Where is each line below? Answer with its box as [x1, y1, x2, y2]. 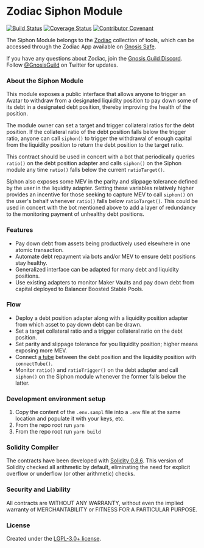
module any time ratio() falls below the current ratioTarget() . [6, 166, 165, 174]
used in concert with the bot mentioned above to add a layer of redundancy [6, 204, 196, 212]
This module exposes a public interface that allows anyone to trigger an [6, 91, 186, 98]
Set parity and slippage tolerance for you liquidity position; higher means [15, 340, 198, 347]
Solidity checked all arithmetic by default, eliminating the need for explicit [6, 464, 191, 471]
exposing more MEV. [15, 347, 68, 354]
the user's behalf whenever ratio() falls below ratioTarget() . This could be [6, 198, 199, 205]
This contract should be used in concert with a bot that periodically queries [6, 153, 195, 160]
